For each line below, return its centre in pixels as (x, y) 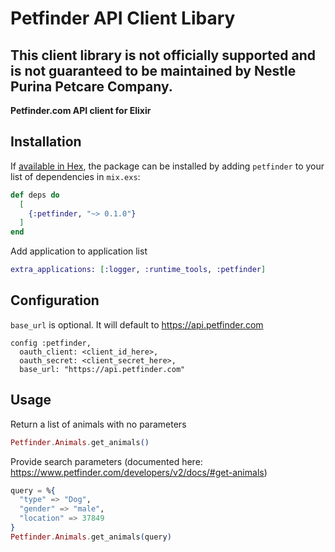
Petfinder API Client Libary (123, 18)
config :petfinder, (51, 343)
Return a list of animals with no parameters (98, 424)
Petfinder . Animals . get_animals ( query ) (91, 537)
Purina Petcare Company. (91, 86)
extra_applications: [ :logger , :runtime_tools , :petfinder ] (138, 270)
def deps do (35, 195)
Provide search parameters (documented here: (106, 461)
